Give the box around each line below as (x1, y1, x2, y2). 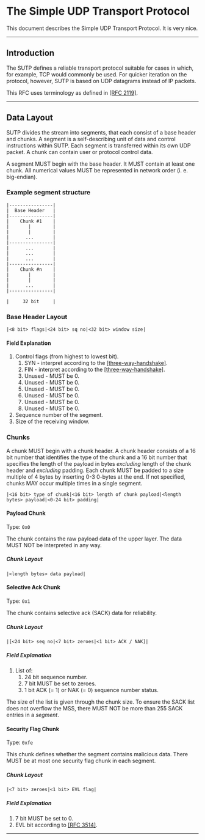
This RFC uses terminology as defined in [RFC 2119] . (6, 89, 138, 96)
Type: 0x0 (6, 523, 31, 530)
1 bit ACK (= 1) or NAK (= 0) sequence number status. (24, 686, 159, 693)
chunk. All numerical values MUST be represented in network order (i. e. (6, 166, 188, 174)
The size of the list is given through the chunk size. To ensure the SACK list (6, 698, 195, 706)
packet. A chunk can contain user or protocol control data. (6, 148, 153, 155)
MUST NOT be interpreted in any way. (6, 541, 102, 548)
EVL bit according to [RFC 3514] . (15, 821, 98, 829)
